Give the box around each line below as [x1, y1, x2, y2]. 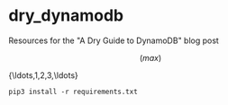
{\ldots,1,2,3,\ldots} [8, 69, 78, 81]
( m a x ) [139, 52, 162, 63]
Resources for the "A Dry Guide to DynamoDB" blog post [8, 35, 220, 46]
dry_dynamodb [8, 5, 123, 26]
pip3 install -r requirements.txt [8, 87, 139, 96]
